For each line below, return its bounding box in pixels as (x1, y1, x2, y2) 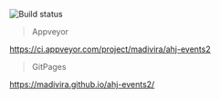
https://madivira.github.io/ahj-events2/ (9, 79, 155, 90)
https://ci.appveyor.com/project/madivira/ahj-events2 (9, 44, 212, 54)
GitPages (31, 62, 67, 72)
